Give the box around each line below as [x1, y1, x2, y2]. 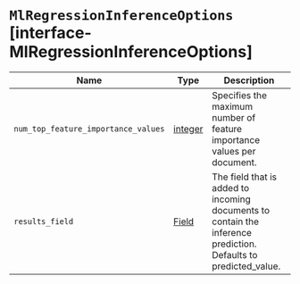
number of [211, 111, 256, 123]
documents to [211, 204, 271, 216]
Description [223, 74, 275, 87]
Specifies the [211, 88, 268, 101]
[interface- [9, 23, 92, 43]
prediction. [211, 238, 257, 250]
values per [211, 145, 256, 157]
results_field [13, 216, 74, 226]
